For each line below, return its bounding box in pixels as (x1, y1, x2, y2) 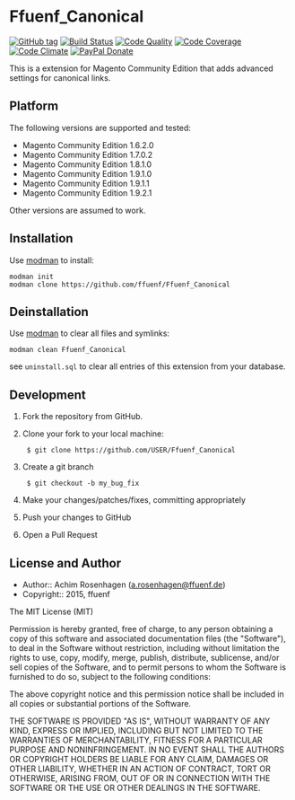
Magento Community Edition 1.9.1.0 (22, 168, 152, 179)
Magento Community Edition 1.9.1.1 (22, 178, 150, 189)
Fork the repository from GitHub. (22, 411, 143, 422)
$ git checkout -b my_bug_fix (26, 479, 140, 488)
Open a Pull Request (22, 530, 99, 541)
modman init (9, 272, 54, 281)
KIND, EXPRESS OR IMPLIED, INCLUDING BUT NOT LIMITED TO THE (9, 725, 264, 735)
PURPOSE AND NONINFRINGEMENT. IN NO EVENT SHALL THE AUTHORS (9, 744, 285, 755)
